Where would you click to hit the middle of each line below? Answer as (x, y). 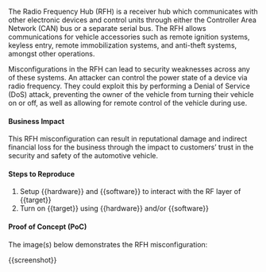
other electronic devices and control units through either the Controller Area (132, 20)
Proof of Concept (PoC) (48, 227)
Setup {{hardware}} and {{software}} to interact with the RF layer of (130, 192)
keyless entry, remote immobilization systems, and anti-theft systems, (123, 45)
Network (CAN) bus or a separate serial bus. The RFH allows (107, 28)
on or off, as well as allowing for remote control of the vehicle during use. (128, 103)
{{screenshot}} (33, 260)
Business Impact (37, 121)
